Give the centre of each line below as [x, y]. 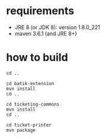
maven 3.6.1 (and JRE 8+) [46, 33]
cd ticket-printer [29, 125]
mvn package [21, 130]
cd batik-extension [30, 83]
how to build [37, 58]
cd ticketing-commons [33, 104]
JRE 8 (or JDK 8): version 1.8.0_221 [57, 27]
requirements [40, 11]
